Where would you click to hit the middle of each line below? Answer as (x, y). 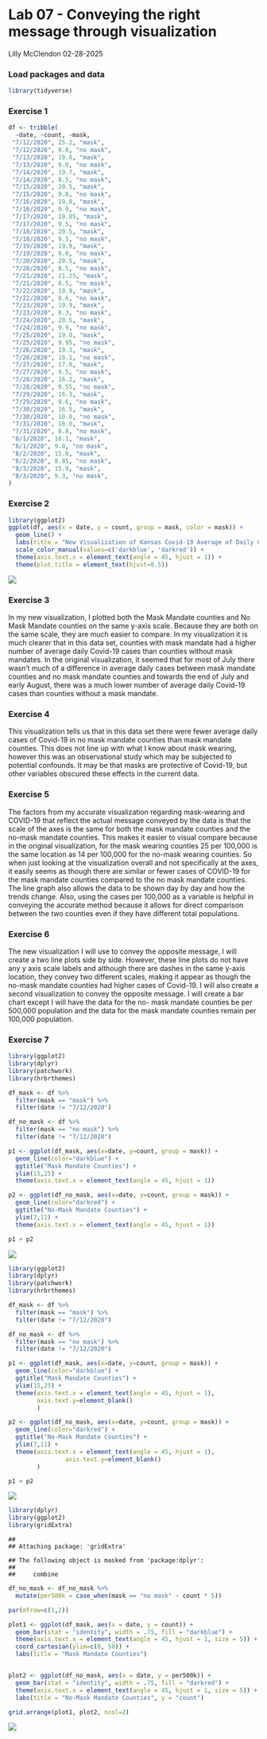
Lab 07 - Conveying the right (104, 15)
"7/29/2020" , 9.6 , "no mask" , (62, 401)
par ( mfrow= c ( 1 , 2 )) (39, 1610)
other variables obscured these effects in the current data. (104, 774)
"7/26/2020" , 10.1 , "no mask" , (63, 357)
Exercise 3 (29, 600)
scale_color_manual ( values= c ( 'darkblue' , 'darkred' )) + (110, 550)
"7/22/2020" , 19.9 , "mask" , (58, 291)
